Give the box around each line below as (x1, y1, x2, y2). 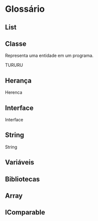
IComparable (5, 208, 45, 217)
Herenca (5, 89, 23, 95)
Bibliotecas (5, 175, 40, 183)
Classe (5, 39, 27, 48)
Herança (5, 76, 32, 84)
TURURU (5, 62, 23, 68)
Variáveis (5, 158, 34, 166)
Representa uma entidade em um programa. (5, 53, 94, 58)
